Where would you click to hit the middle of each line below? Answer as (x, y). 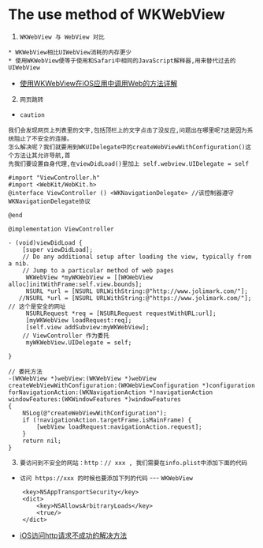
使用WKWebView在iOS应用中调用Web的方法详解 (98, 83)
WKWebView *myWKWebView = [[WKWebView (89, 277)
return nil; (42, 441)
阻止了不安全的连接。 (43, 139)
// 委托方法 (26, 372)
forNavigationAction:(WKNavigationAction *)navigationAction (111, 392)
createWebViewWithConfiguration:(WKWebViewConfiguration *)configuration (132, 385)
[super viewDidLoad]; (57, 250)
